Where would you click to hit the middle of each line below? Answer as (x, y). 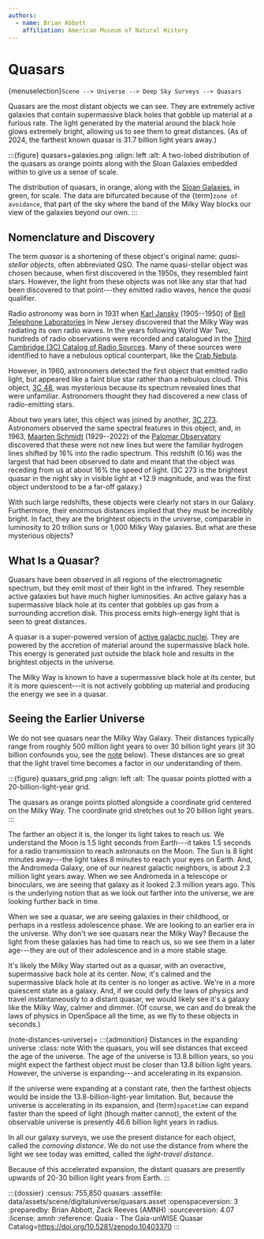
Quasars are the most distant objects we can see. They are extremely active (132, 107)
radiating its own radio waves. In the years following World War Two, (119, 330)
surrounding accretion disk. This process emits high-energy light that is (124, 613)
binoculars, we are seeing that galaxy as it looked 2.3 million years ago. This (132, 884)
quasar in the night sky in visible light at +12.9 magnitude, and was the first (129, 479)
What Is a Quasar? (54, 560)
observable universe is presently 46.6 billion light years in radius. (113, 1121)
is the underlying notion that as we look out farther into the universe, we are (131, 892)
